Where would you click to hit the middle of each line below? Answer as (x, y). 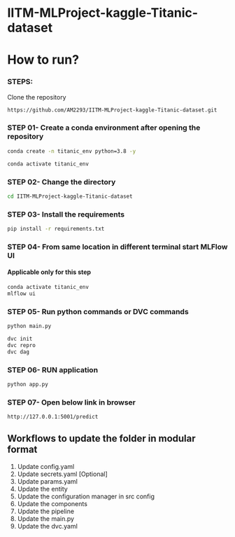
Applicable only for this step (49, 272)
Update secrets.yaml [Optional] (63, 474)
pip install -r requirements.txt (56, 229)
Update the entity (42, 489)
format (22, 450)
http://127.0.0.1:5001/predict (53, 417)
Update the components (52, 503)
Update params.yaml (48, 481)
